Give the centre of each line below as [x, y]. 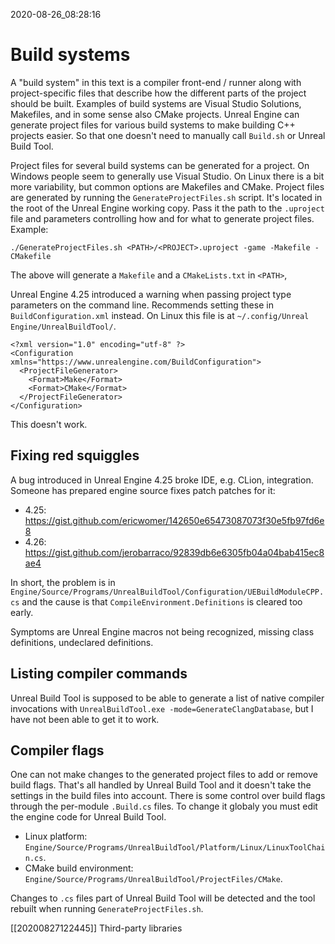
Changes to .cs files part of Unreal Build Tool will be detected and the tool [163, 898]
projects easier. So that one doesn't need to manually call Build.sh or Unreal [168, 135]
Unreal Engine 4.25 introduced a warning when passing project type [151, 294]
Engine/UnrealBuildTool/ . [63, 326]
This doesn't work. [49, 424]
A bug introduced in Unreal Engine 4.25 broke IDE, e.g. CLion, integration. [162, 480]
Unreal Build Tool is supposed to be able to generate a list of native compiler [167, 698]
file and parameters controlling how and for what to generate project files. [162, 218]
